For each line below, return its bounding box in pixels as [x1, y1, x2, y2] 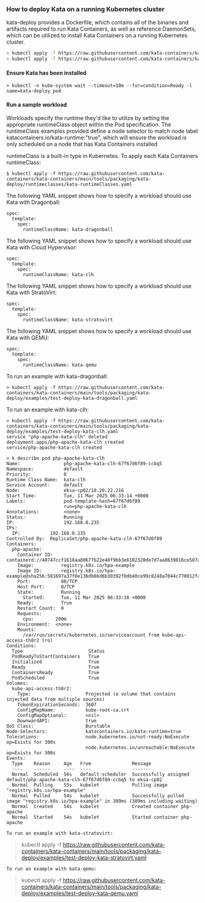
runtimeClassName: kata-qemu [22, 362, 97, 369]
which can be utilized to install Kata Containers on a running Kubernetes [6, 32, 188, 39]
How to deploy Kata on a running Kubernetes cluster [6, 5, 165, 13]
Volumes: [6, 680, 29, 687]
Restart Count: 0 [17, 605, 64, 612]
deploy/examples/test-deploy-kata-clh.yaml [6, 429, 119, 435]
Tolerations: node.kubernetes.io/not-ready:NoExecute [6, 734, 190, 740]
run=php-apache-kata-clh [63, 504, 127, 510]
